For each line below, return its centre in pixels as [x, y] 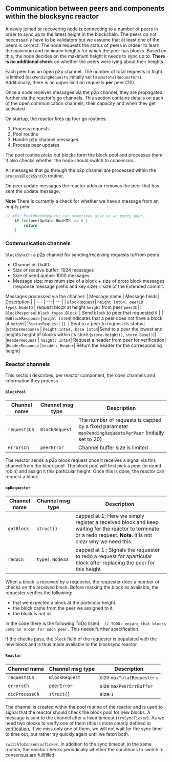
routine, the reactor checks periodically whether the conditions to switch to [84, 749]
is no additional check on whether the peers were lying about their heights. [85, 62]
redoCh [16, 560]
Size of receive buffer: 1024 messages [53, 270]
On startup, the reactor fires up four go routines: [56, 119]
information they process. [33, 380]
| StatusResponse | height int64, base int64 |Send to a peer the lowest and [84, 329]
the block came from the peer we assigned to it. [63, 608]
